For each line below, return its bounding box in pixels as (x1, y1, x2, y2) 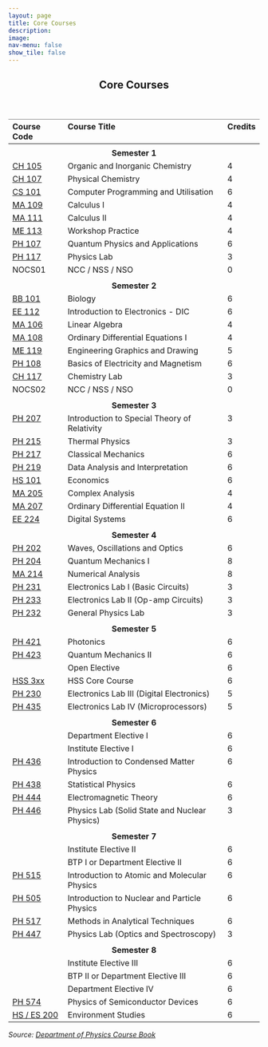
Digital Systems (67, 514, 126, 525)
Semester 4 (111, 530, 157, 541)
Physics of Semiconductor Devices (67, 997, 199, 1008)
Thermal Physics (67, 436, 130, 447)
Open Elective (67, 662, 120, 674)
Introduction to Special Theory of (67, 413, 191, 424)
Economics (67, 475, 109, 486)
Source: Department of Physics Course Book (8, 1030, 156, 1040)
